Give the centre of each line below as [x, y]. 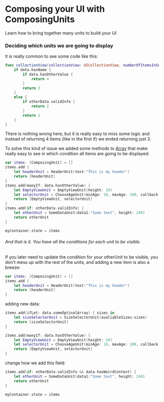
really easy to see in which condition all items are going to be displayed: [77, 154]
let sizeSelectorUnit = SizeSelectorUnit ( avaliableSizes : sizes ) [81, 318]
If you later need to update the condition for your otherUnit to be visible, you [82, 257]
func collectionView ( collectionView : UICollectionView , [63, 65]
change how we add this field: [35, 363]
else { [20, 97]
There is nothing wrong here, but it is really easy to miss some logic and [77, 134]
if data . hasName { [32, 70]
